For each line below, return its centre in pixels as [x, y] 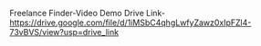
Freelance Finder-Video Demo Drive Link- [88, 13]
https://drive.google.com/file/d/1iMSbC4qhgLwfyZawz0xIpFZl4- [130, 23]
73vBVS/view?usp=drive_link [64, 32]
